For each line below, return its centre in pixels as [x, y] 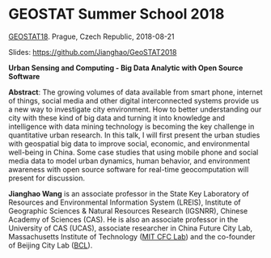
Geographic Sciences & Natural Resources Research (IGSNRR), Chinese [128, 210]
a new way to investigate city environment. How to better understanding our [135, 109]
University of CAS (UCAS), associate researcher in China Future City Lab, [131, 228]
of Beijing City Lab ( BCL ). [51, 245]
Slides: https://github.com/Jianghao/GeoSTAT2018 [93, 52]
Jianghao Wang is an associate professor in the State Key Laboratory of [129, 193]
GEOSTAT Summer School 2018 [116, 14]
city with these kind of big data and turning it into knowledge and [116, 117]
